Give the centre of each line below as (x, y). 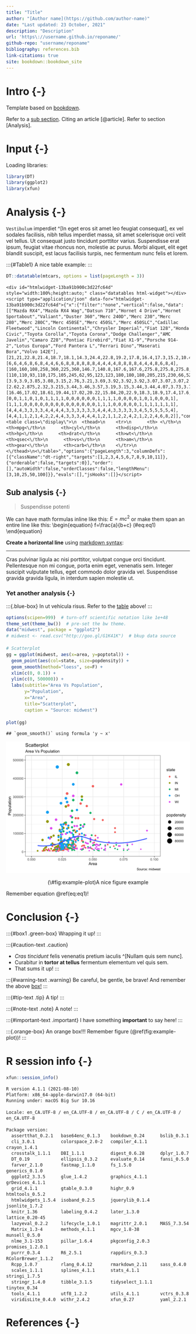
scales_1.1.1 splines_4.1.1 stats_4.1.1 (76, 1270)
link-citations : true (32, 56)
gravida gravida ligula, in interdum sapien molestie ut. (70, 578)
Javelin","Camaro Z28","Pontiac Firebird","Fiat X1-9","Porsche (86, 340)
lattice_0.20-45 (26, 1218)
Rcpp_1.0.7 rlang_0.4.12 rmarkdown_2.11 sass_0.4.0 (99, 1264)
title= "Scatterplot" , (50, 704)
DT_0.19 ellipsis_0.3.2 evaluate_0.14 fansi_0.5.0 (100, 1159)
